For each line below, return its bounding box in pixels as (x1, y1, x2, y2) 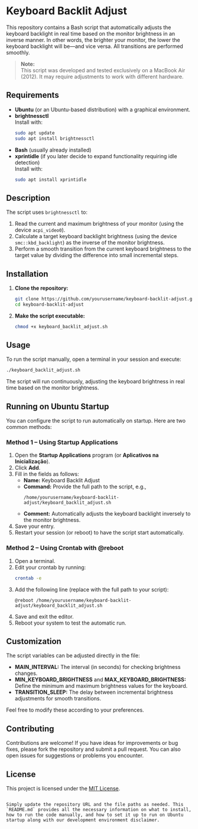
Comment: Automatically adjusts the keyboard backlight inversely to (23, 510, 191, 517)
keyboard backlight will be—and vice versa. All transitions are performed (6, 43, 183, 50)
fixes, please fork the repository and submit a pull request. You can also (6, 745, 181, 753)
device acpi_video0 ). (14, 226, 66, 233)
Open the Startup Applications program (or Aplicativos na (14, 452, 159, 459)
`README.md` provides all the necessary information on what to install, (6, 807, 192, 813)
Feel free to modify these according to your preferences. (6, 706, 144, 713)
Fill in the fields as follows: (14, 470, 79, 478)
